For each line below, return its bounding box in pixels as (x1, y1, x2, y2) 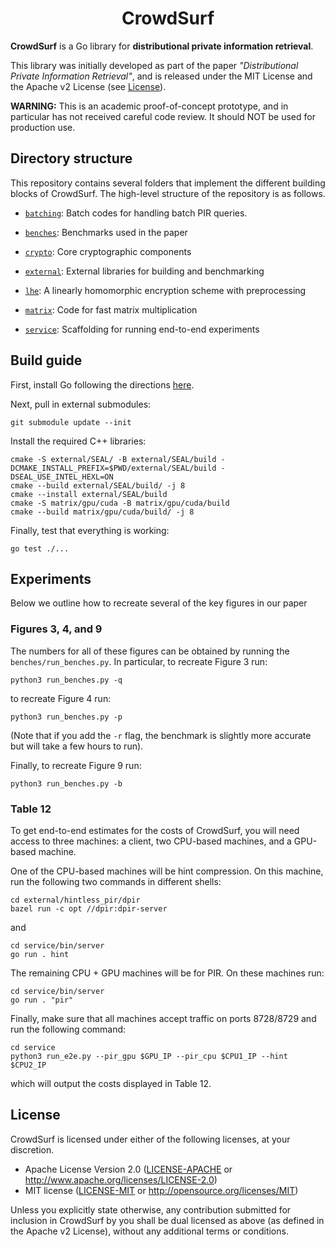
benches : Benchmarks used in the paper (24, 226, 188, 238)
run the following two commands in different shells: (10, 875, 222, 887)
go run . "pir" (10, 995, 74, 1005)
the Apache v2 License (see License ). (10, 80, 167, 92)
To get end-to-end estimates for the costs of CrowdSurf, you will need (10, 824, 300, 836)
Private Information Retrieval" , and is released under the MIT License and (10, 70, 313, 82)
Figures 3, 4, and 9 (10, 622, 103, 636)
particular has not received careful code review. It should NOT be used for (10, 110, 316, 122)
